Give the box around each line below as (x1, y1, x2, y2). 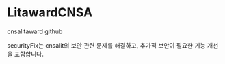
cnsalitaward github (7, 27, 63, 35)
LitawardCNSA (7, 5, 93, 20)
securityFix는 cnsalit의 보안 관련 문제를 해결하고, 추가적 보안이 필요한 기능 (7, 41, 207, 49)
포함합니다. (14, 50, 44, 58)
